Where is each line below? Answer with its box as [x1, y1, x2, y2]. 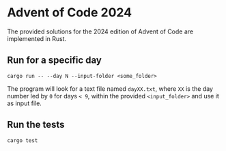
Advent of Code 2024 [7, 5, 132, 20]
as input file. [7, 99, 42, 107]
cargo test [7, 137, 38, 144]
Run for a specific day [7, 55, 102, 66]
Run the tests [7, 119, 65, 131]
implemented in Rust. [7, 34, 67, 42]
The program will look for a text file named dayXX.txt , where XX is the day [7, 84, 214, 93]
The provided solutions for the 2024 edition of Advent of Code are [7, 27, 193, 36]
